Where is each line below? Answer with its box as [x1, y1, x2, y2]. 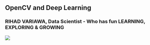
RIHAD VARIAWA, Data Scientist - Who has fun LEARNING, [5, 18, 146, 25]
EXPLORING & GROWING [5, 24, 65, 31]
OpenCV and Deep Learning [5, 4, 91, 12]
